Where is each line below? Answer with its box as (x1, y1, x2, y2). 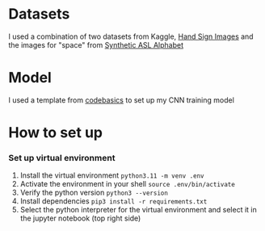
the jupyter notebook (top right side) (19, 213, 141, 223)
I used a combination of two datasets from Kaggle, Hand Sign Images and (8, 31, 254, 41)
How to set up (8, 124, 103, 142)
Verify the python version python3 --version (19, 187, 168, 198)
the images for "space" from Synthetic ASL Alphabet (8, 40, 184, 49)
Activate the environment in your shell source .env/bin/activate (19, 179, 236, 189)
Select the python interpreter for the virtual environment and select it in (19, 205, 257, 215)
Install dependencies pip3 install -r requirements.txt (19, 196, 208, 206)
